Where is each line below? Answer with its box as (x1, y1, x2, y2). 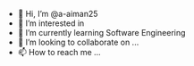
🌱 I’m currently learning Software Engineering (17, 28, 186, 37)
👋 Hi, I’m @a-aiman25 (17, 9, 98, 19)
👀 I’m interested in (17, 18, 85, 29)
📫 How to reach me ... (17, 47, 101, 57)
